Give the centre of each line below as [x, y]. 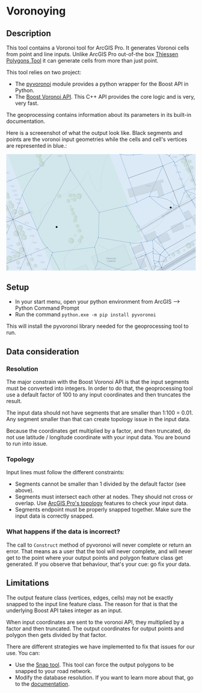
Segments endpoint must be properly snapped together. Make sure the [103, 510]
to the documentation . [42, 684]
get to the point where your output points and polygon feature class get [95, 557]
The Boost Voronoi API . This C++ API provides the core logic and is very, [105, 97]
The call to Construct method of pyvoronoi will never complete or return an [99, 545]
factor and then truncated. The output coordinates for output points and [95, 629]
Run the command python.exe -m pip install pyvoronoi [85, 315]
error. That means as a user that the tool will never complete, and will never [99, 551]
